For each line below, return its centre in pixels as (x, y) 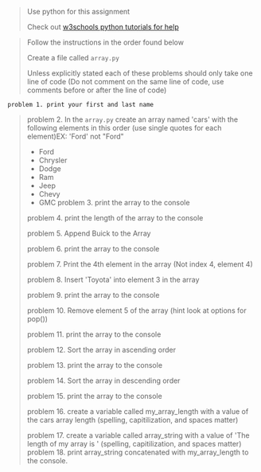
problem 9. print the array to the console (93, 295)
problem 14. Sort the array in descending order (103, 380)
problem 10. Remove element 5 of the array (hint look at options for (137, 310)
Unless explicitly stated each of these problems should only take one (140, 73)
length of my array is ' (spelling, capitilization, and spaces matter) (134, 444)
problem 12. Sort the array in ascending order (101, 350)
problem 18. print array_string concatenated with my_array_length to (138, 452)
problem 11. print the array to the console (94, 334)
